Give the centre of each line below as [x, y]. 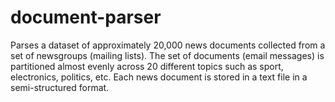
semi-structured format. [60, 87]
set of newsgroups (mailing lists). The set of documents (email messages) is [167, 55]
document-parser [86, 17]
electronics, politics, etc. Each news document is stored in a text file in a [159, 77]
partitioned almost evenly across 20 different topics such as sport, [147, 66]
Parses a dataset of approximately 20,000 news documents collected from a [168, 45]
